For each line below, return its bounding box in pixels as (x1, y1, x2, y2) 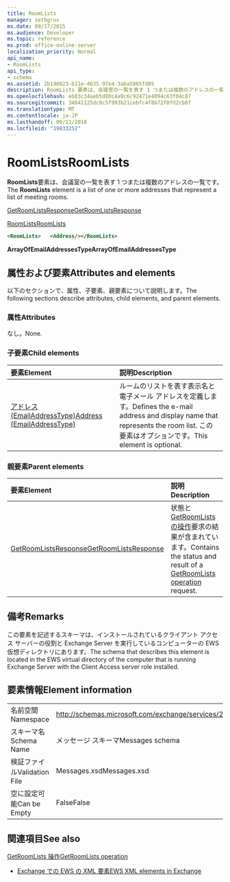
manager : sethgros (7, 16, 60, 23)
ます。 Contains (170, 542, 220, 552)
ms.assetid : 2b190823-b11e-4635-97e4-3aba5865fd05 (7, 80, 155, 87)
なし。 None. (7, 329, 42, 338)
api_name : (7, 55, 36, 62)
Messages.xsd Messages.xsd (55, 766, 149, 776)
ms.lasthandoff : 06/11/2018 (7, 118, 88, 126)
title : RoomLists (7, 10, 57, 17)
